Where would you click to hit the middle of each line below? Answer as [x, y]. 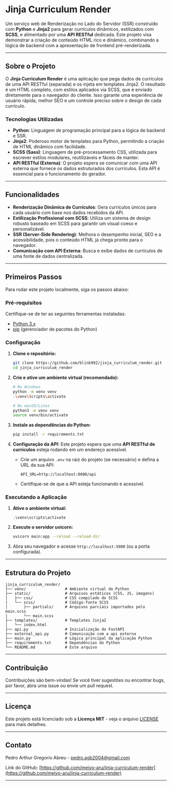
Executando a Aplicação [36, 497]
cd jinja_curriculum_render [42, 368]
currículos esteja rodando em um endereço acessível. [70, 450]
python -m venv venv [35, 391]
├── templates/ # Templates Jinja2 [56, 620]
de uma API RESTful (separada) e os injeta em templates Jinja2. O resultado [85, 84]
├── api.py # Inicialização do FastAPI [65, 629]
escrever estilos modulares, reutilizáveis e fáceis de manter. [76, 158]
